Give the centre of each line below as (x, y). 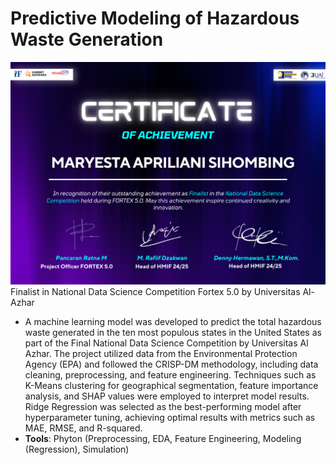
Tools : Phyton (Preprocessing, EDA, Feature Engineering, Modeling (163, 438)
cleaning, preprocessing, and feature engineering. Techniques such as (170, 374)
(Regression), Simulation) (77, 449)
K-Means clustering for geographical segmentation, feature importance (171, 385)
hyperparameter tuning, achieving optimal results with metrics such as (170, 417)
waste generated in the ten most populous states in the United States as (173, 332)
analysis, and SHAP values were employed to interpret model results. (167, 396)
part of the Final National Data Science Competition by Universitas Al (166, 343)
